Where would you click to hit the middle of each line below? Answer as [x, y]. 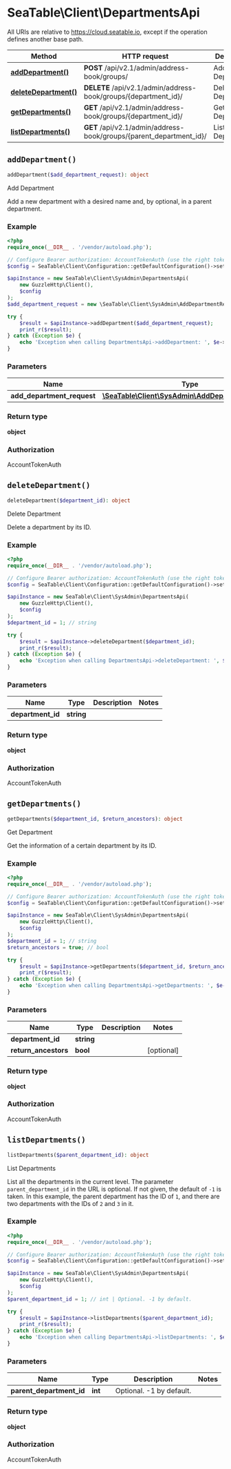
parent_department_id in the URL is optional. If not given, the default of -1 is [114, 1189]
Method [44, 56]
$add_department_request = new [52, 304]
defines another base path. [45, 39]
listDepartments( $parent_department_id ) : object [78, 1155]
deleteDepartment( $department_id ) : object [69, 500]
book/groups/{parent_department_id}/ [145, 136]
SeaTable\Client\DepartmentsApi [104, 13]
